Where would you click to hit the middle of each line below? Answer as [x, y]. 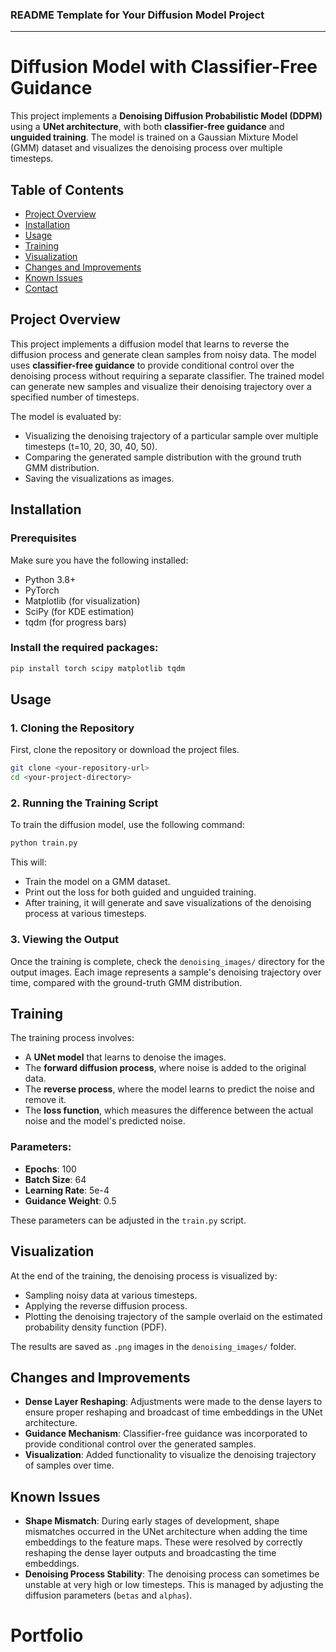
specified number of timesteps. [75, 397]
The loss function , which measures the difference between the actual [169, 1110]
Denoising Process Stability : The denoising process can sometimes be [172, 1574]
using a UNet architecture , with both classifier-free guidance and [147, 127]
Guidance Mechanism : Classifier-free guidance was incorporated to [166, 1434]
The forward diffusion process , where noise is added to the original [165, 1068]
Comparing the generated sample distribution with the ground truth [163, 457]
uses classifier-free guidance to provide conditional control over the [152, 365]
